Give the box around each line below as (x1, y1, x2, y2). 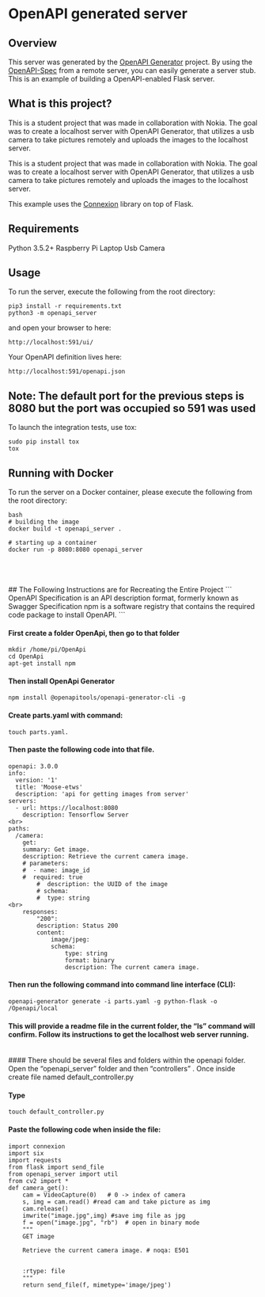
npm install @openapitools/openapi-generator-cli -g (8, 694, 186, 702)
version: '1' (15, 776, 59, 784)
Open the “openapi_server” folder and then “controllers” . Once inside (8, 1064, 236, 1074)
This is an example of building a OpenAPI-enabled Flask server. (8, 74, 215, 83)
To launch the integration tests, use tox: (8, 423, 137, 432)
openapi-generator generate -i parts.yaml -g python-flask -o (8, 998, 218, 1006)
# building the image (8, 518, 80, 527)
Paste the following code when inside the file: (8, 1125, 161, 1135)
